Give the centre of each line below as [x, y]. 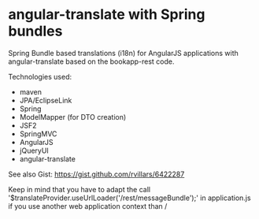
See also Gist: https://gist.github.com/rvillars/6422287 [96, 174]
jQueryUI [34, 150]
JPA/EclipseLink [46, 100]
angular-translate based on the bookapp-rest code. [91, 61]
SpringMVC [38, 134]
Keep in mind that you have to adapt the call [80, 189]
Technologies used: [40, 76]
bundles [35, 31]
